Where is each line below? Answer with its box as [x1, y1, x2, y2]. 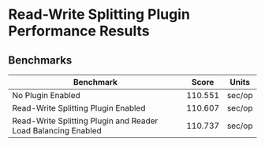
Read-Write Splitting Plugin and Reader [12, 115, 159, 126]
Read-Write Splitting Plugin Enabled [12, 103, 146, 113]
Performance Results [8, 22, 150, 40]
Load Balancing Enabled [12, 126, 103, 136]
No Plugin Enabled [12, 90, 80, 100]
